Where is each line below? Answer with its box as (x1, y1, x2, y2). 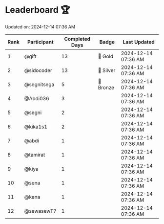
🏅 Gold (98, 53, 114, 60)
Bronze (98, 84, 115, 91)
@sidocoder (24, 67, 53, 74)
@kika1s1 (24, 123, 48, 130)
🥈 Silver (98, 67, 116, 74)
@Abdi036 (24, 95, 50, 102)
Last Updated (123, 38, 155, 45)
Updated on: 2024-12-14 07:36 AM (5, 23, 76, 30)
